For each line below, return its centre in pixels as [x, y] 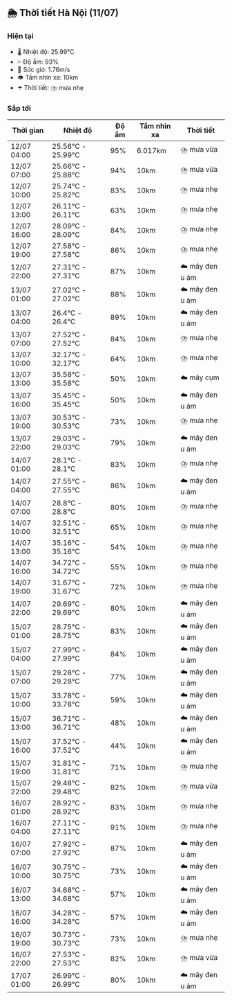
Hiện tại [20, 36]
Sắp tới [19, 108]
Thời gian [28, 130]
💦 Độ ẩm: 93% [38, 62]
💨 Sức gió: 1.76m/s [43, 69]
